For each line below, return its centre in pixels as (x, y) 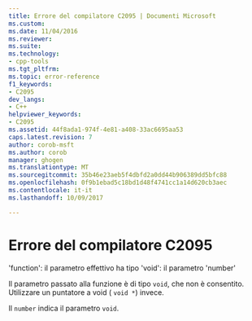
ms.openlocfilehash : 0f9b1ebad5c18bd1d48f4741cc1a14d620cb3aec (118, 183)
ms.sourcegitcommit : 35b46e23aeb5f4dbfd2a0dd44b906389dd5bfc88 (118, 175)
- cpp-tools (28, 62)
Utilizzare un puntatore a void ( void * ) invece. (86, 292)
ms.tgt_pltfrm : (34, 69)
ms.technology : (34, 54)
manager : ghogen (36, 160)
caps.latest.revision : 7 (50, 137)
